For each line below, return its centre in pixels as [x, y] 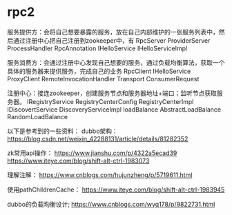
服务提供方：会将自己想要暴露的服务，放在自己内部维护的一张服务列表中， [113, 32]
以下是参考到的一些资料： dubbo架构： [63, 131]
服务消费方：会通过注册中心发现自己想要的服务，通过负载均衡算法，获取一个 [116, 62]
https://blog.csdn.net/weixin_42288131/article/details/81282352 [98, 139]
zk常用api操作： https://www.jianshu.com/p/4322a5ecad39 [92, 153]
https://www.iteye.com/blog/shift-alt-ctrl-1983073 [78, 161]
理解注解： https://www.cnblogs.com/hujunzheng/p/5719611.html [100, 175]
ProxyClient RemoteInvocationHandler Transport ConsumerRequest [103, 79]
